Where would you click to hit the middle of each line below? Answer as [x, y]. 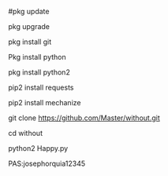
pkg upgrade [29, 26]
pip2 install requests [41, 87]
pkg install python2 [39, 72]
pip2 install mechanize [45, 103]
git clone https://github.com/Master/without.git [84, 118]
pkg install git [30, 42]
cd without [26, 133]
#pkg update [29, 11]
